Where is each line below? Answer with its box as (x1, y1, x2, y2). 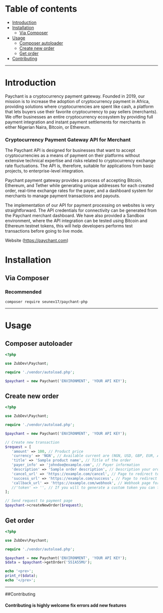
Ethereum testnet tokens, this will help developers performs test (5, 223, 133, 229)
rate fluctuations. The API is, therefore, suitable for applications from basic (5, 163, 154, 169)
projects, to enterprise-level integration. (5, 168, 85, 174)
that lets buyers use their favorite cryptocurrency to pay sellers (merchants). (5, 108, 158, 115)
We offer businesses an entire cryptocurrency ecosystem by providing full (5, 114, 153, 119)
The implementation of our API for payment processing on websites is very (5, 203, 155, 208)
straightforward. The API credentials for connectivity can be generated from (5, 207, 157, 213)
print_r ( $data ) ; (5, 573, 38, 579)
